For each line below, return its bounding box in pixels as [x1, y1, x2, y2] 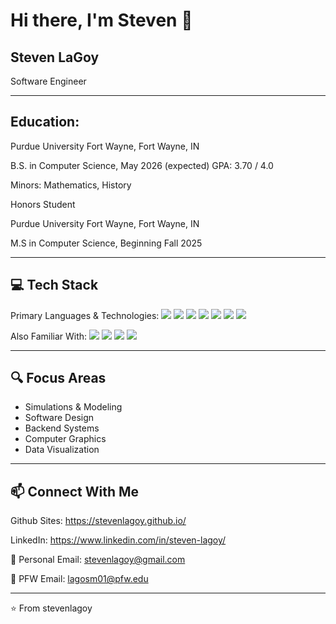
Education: [10, 114, 80, 131]
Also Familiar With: [10, 330, 88, 342]
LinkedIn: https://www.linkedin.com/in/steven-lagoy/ [10, 534, 227, 546]
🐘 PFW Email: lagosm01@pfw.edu [10, 573, 149, 585]
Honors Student [10, 198, 76, 210]
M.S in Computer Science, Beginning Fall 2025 [10, 237, 203, 249]
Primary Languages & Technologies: [10, 309, 160, 321]
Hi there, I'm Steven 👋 [10, 9, 193, 32]
